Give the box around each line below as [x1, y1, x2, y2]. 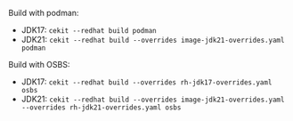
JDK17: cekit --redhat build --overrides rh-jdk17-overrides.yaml [20, 77, 273, 87]
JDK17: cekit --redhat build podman [20, 25, 157, 35]
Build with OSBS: [8, 60, 70, 69]
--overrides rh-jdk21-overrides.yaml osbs [20, 103, 182, 112]
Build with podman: [8, 8, 79, 18]
